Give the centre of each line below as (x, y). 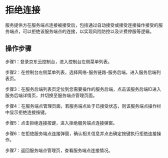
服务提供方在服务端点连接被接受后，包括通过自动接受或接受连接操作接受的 (82, 25)
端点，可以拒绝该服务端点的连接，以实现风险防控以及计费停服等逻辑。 (81, 31)
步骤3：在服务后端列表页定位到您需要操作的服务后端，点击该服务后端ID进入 (83, 89)
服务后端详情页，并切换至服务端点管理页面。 (51, 95)
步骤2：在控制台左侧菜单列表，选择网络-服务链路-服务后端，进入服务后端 (81, 72)
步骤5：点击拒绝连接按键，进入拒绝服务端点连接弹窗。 (61, 122)
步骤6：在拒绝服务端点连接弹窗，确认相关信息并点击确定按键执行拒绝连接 (81, 133)
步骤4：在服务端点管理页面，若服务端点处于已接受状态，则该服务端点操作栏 (83, 106)
